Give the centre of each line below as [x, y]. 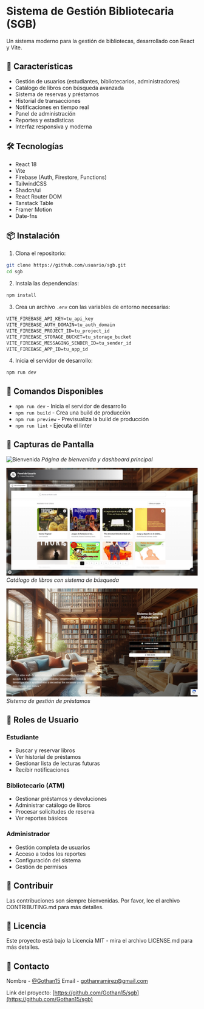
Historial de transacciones [48, 100]
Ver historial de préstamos [48, 757]
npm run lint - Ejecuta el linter [53, 425]
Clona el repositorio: [40, 253]
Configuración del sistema [48, 860]
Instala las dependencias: [47, 284]
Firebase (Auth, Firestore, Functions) [61, 177]
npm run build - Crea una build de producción [73, 413]
